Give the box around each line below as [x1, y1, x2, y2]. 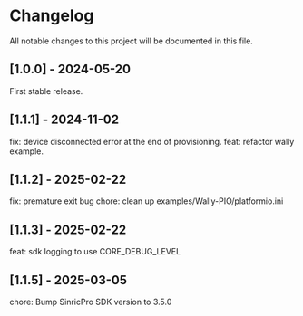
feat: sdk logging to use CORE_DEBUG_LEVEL [9, 246, 181, 257]
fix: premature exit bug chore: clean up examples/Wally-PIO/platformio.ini [9, 196, 284, 206]
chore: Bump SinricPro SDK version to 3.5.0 [9, 296, 172, 307]
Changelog [9, 5, 94, 26]
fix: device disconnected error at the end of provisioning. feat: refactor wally [9, 136, 295, 147]
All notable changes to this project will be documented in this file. [9, 35, 254, 46]
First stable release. [9, 85, 83, 96]
